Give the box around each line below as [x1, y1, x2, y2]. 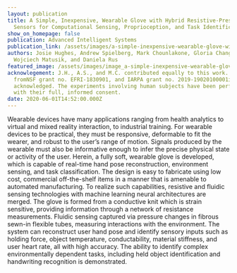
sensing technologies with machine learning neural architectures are [7, 190, 207, 198]
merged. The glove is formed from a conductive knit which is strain [7, 198, 202, 205]
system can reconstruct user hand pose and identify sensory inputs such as [7, 227, 229, 236]
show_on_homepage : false [7, 30, 80, 37]
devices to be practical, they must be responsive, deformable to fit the [7, 130, 212, 138]
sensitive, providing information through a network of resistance [7, 205, 194, 213]
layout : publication [7, 10, 68, 18]
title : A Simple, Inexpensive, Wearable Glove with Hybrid [7, 17, 185, 24]
